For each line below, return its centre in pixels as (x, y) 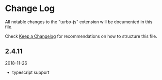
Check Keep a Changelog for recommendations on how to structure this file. (81, 36)
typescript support (31, 72)
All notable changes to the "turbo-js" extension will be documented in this (79, 22)
